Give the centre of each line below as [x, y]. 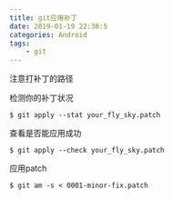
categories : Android [49, 35]
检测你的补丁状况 [41, 98]
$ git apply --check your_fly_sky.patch [87, 151]
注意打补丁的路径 [41, 79]
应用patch [28, 168]
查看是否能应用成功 [46, 134]
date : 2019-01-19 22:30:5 [58, 26]
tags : [20, 43]
